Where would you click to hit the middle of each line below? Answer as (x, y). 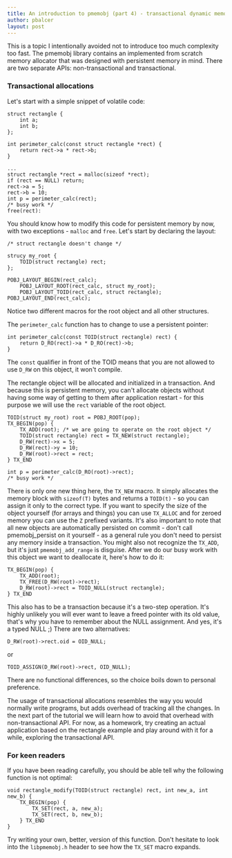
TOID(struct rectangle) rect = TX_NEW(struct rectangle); (105, 436)
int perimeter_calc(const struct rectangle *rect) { (85, 144)
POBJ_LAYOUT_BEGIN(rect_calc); (52, 280)
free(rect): (24, 211)
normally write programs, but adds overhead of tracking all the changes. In (114, 708)
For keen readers (36, 755)
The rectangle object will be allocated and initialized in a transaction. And (111, 383)
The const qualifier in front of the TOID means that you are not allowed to (111, 362)
